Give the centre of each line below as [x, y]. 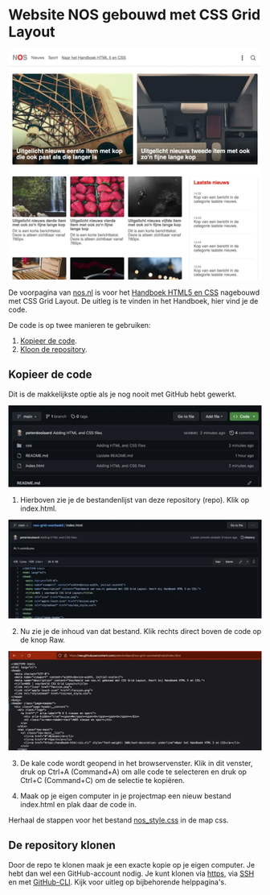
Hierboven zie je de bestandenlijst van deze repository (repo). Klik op [135, 499]
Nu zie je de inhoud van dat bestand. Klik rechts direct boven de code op [141, 632]
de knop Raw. [43, 640]
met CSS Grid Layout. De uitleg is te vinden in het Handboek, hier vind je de [133, 300]
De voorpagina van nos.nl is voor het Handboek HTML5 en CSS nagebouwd [134, 292]
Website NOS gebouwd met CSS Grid [135, 15]
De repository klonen [62, 845]
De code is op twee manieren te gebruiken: [80, 325]
